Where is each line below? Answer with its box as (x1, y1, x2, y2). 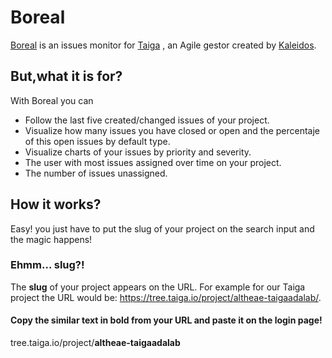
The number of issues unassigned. (24, 167, 168, 179)
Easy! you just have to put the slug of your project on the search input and (10, 222, 315, 235)
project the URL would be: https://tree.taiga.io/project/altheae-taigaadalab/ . (10, 291, 322, 303)
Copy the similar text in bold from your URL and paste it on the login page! (10, 314, 323, 326)
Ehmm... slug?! (10, 258, 85, 272)
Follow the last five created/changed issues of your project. (24, 114, 270, 126)
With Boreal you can (10, 94, 94, 106)
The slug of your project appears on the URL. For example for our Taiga (10, 281, 306, 293)
